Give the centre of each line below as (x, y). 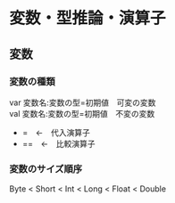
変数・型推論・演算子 (88, 18)
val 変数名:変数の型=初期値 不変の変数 (82, 113)
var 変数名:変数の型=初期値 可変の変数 (83, 102)
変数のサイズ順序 (46, 168)
